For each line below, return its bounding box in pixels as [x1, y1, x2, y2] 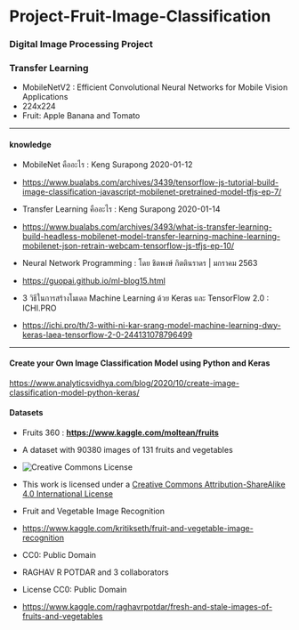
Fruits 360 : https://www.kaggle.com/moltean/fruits [21, 427, 220, 438]
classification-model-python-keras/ [9, 387, 140, 398]
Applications [21, 92, 69, 102]
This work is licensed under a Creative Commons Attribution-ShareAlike [21, 479, 287, 490]
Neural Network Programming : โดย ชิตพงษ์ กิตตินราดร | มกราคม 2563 [21, 257, 258, 268]
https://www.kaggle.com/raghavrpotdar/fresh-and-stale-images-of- [21, 602, 273, 612]
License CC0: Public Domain [21, 585, 127, 595]
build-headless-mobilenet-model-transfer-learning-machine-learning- [21, 230, 280, 241]
